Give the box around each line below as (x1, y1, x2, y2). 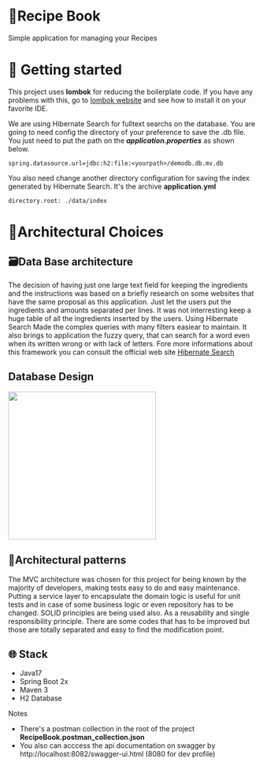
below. (8, 144, 30, 153)
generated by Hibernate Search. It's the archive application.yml (8, 181, 217, 191)
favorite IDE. (8, 103, 49, 113)
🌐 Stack (8, 647, 49, 661)
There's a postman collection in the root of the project (19, 724, 195, 734)
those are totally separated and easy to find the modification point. (8, 625, 224, 634)
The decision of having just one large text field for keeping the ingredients (8, 280, 248, 290)
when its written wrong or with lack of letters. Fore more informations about (8, 338, 254, 348)
